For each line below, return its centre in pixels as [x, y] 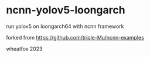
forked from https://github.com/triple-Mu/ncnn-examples [75, 37]
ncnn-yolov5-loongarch [66, 10]
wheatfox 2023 [24, 49]
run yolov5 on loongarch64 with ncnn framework [65, 26]
